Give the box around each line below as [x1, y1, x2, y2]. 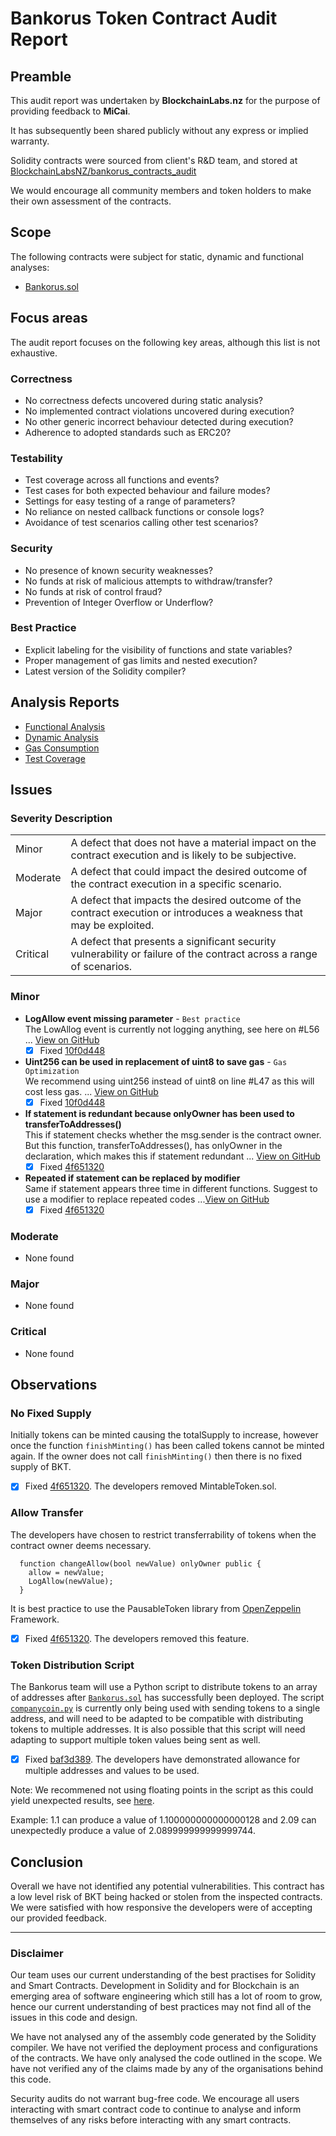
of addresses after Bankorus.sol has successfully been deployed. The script [10, 1692, 325, 1704]
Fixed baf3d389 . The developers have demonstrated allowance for [24, 1753, 301, 1766]
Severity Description [10, 811, 113, 825]
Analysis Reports [10, 694, 120, 711]
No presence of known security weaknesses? [24, 564, 213, 576]
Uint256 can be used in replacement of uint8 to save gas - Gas [24, 1055, 288, 1067]
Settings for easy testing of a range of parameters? [24, 495, 236, 507]
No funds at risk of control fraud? [24, 585, 163, 597]
